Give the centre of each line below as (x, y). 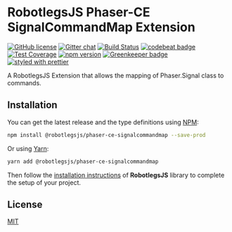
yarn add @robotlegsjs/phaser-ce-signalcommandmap (83, 161)
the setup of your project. (44, 182)
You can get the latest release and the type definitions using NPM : (103, 122)
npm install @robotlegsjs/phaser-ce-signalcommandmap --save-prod (107, 135)
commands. (25, 83)
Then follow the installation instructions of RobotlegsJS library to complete (116, 175)
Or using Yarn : (28, 148)
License (25, 204)
